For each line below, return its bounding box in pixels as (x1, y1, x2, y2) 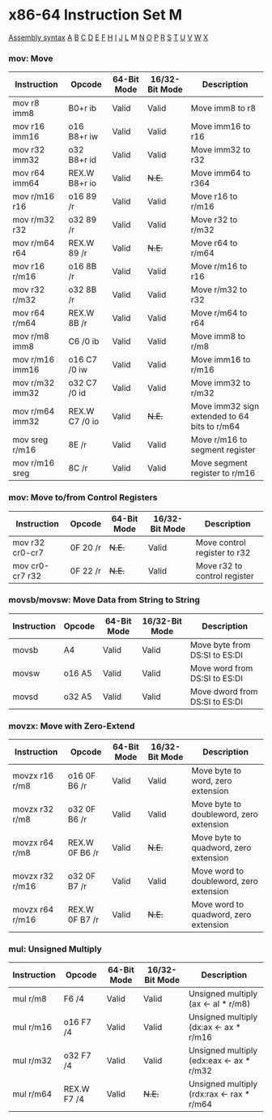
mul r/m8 (12, 993, 47, 1005)
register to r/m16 (190, 468, 256, 479)
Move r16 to (190, 191, 238, 202)
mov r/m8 (12, 331, 50, 342)
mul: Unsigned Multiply (8, 943, 103, 955)
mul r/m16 (12, 1022, 53, 1033)
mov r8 (12, 97, 40, 109)
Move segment (190, 457, 249, 469)
